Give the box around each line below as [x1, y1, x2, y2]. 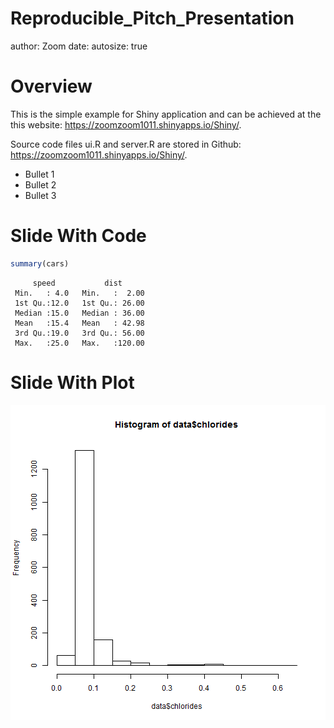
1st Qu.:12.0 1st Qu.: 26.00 [14, 298, 145, 308]
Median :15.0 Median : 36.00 [14, 308, 145, 318]
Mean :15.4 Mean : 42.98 [14, 318, 145, 328]
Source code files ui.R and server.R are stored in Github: [10, 138, 242, 150]
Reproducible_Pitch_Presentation [10, 7, 295, 30]
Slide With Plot [10, 371, 135, 394]
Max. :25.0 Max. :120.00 [14, 338, 145, 348]
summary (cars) [10, 258, 70, 269]
